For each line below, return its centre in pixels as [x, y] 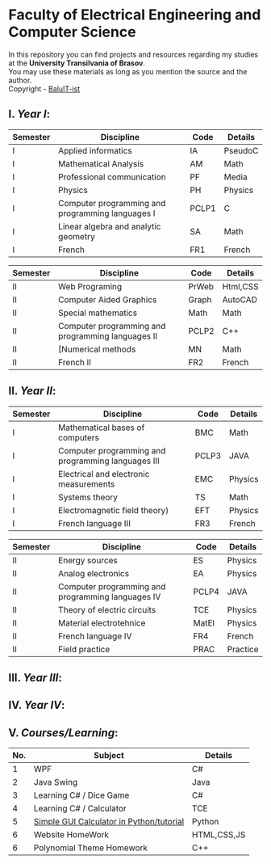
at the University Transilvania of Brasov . [77, 63]
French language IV [95, 636]
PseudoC [241, 150]
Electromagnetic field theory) [113, 510]
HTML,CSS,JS [219, 835]
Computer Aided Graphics [107, 299]
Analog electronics [94, 573]
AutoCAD [240, 299]
